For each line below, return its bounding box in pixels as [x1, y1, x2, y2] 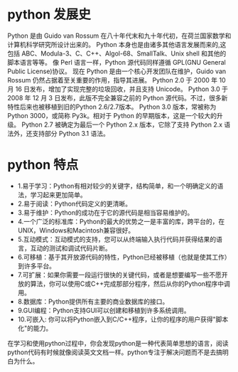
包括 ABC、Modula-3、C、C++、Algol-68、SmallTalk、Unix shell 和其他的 [7, 49, 227, 58]
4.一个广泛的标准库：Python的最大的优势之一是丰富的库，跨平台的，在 [17, 217, 225, 225]
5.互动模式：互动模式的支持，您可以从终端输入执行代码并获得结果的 [17, 235, 217, 243]
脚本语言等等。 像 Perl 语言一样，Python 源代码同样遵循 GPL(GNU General [7, 58, 226, 66]
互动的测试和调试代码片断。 [30, 243, 112, 253]
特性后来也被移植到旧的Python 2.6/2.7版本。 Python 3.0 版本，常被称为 [7, 102, 217, 111]
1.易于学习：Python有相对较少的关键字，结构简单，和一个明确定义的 [17, 181, 218, 190]
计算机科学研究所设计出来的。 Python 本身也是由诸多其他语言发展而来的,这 [7, 40, 227, 48]
